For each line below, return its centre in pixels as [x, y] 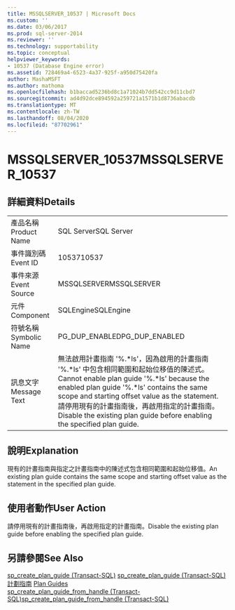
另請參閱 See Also [45, 558]
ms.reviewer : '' [31, 40]
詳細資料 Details [41, 202]
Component [30, 315]
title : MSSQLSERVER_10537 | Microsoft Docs [72, 14]
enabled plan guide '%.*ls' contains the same [133, 387]
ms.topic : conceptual [39, 53]
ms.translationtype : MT [42, 105]
